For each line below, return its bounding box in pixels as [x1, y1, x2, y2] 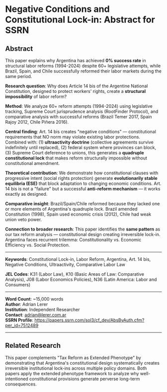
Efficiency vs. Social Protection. [5, 242, 70, 248]
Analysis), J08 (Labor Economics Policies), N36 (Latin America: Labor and [5, 277, 157, 282]
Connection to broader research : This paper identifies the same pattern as [5, 226, 161, 232]
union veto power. [5, 217, 42, 222]
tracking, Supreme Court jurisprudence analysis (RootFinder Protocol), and [5, 108, 159, 114]
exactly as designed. [5, 191, 48, 197]
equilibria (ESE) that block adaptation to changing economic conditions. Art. [5, 180, 162, 186]
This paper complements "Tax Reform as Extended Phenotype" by [5, 354, 142, 361]
